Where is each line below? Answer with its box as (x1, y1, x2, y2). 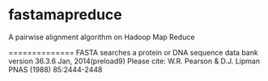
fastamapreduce (8, 6, 123, 24)
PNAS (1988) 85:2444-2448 (8, 64, 103, 74)
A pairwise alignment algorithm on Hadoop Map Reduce (8, 32, 195, 42)
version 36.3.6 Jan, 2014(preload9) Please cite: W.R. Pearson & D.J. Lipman (8, 56, 261, 66)
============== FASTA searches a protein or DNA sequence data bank (8, 47, 259, 57)
